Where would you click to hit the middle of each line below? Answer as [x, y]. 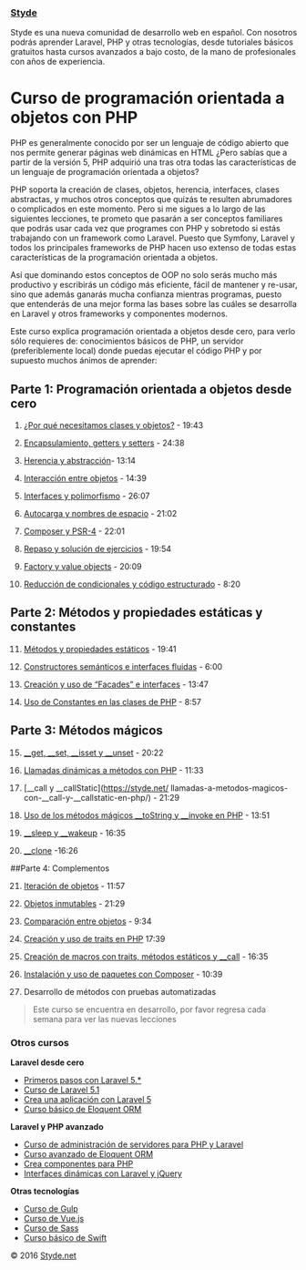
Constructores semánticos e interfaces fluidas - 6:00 [123, 666]
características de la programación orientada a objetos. [114, 258]
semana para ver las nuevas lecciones [104, 1019]
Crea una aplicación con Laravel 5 [87, 1099]
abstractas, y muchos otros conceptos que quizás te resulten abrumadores [151, 200]
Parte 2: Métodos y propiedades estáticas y [137, 613]
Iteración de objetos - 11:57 [74, 886]
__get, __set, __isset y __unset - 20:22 [93, 753]
